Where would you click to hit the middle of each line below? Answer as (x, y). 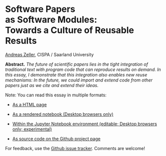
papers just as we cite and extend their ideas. (52, 85)
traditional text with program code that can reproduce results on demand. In (83, 69)
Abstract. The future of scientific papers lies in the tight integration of (77, 64)
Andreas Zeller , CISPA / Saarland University (50, 54)
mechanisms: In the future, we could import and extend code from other (79, 80)
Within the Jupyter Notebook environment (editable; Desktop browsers (84, 124)
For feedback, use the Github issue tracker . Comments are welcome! (75, 148)
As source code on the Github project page (56, 139)
